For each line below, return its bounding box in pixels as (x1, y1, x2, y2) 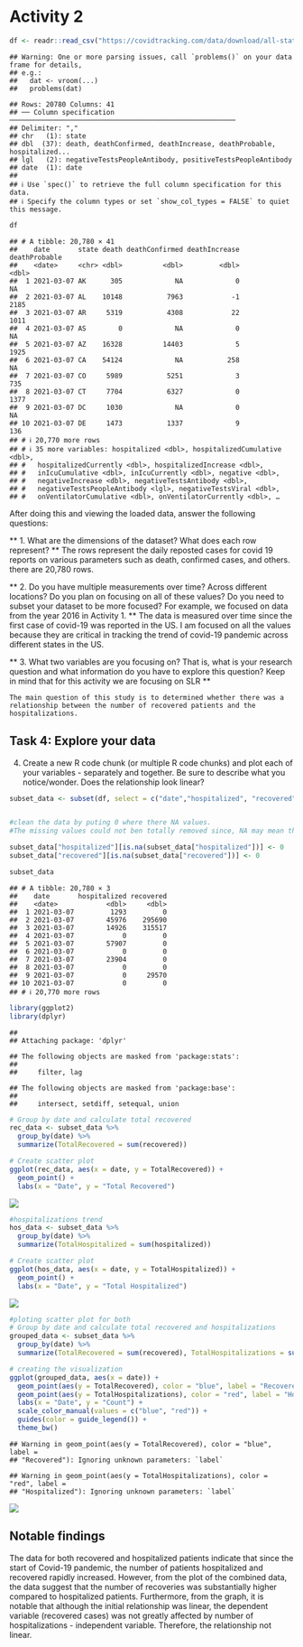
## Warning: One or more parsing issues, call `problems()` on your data (9, 52, 293, 61)
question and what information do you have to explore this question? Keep (9, 665, 286, 676)
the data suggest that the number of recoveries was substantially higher (9, 1581, 278, 1592)
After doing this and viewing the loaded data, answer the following (9, 507, 256, 518)
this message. (9, 205, 63, 214)
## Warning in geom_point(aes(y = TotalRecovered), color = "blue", (9, 1439, 272, 1448)
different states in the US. (9, 638, 105, 649)
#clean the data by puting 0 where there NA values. (9, 818, 212, 827)
